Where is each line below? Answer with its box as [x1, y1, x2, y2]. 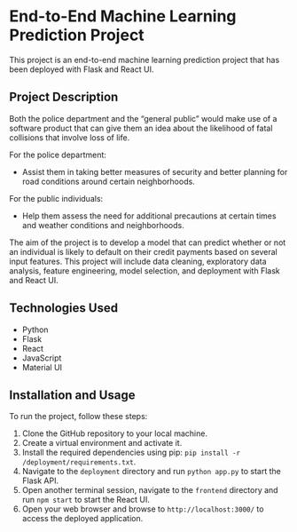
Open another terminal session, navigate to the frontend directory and [21, 485, 278, 496]
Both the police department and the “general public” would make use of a [9, 113, 277, 123]
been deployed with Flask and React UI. [9, 64, 154, 75]
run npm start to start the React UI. [21, 495, 151, 505]
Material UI [21, 361, 63, 372]
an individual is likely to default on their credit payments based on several [9, 246, 277, 257]
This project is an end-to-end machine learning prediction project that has [9, 54, 280, 65]
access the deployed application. [21, 513, 144, 524]
